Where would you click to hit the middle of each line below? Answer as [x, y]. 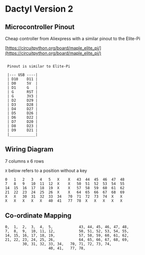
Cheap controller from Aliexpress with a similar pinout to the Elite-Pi [73, 38]
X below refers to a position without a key [46, 170]
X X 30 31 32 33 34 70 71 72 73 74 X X [64, 196]
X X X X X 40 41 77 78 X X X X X [64, 200]
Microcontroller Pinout [40, 27]
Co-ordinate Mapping [38, 216]
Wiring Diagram [29, 149]
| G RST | [22, 92]
